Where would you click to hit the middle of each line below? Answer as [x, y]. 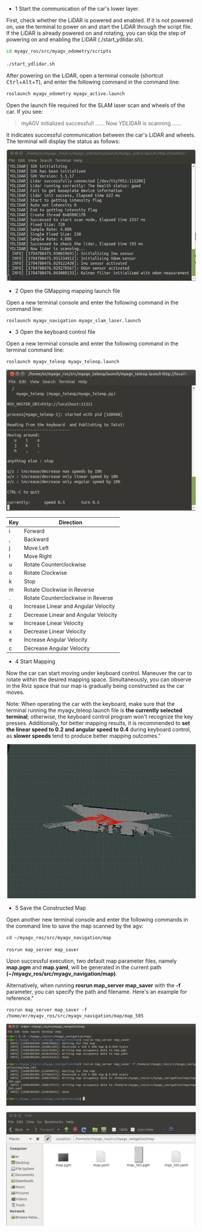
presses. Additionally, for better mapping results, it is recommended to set [98, 723]
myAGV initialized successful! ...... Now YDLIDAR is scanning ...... [101, 123]
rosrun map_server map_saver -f [47, 1010]
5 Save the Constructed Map [50, 908]
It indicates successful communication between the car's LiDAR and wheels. [101, 135]
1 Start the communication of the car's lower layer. [77, 9]
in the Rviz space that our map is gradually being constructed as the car [95, 686]
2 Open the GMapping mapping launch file [67, 291]
